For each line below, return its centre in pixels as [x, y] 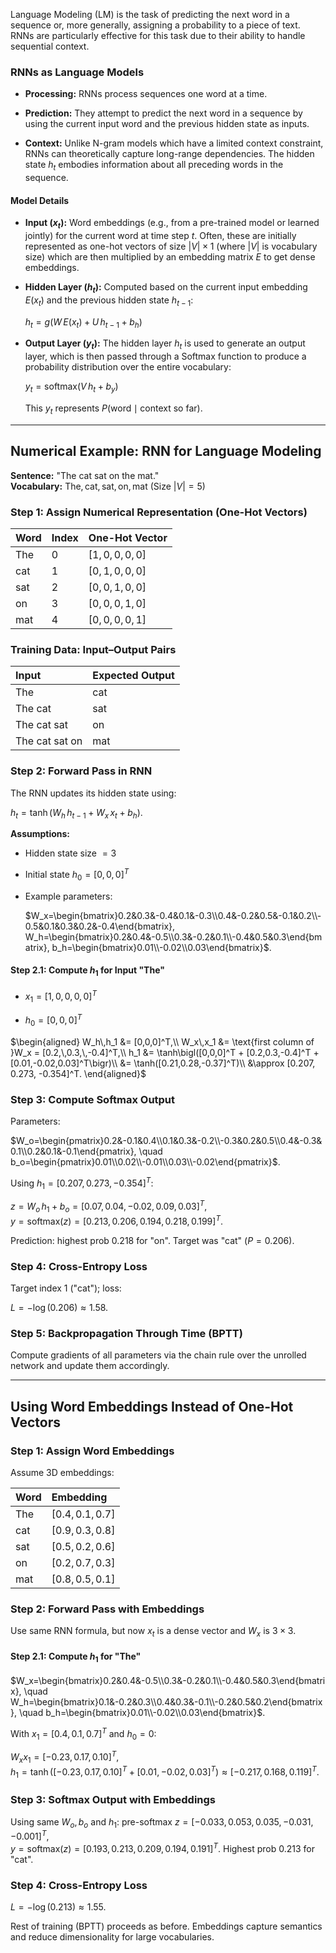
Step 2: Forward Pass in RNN [81, 771]
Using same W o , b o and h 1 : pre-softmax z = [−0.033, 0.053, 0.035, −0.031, [162, 1822]
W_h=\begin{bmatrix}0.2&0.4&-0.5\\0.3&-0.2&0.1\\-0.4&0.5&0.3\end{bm [173, 936]
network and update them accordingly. [90, 1366]
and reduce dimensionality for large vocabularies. [112, 1937]
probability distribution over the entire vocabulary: [128, 367]
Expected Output [133, 676]
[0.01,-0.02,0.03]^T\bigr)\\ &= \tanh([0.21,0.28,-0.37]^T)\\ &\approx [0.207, [163, 1063]
